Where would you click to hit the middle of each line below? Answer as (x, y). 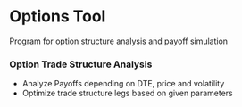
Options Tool (58, 16)
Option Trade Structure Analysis (81, 64)
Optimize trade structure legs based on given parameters (128, 93)
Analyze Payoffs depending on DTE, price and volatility (123, 84)
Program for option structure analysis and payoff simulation (119, 41)
